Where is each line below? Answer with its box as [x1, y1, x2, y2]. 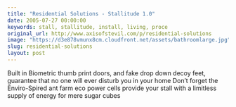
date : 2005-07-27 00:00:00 [7, 17, 86, 24]
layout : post [7, 50, 46, 57]
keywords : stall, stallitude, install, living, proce [7, 23, 169, 30]
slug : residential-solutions [7, 43, 93, 50]
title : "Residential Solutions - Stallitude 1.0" [7, 10, 156, 18]
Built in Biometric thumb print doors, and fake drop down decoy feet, [7, 68, 206, 77]
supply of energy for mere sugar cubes [7, 91, 121, 99]
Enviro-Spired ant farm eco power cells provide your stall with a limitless [7, 84, 217, 92]
